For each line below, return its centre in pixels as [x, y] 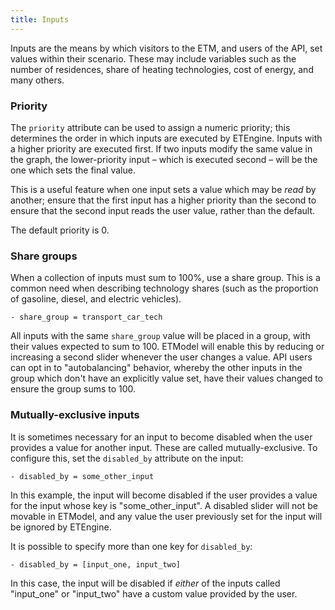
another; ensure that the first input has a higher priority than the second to [163, 200]
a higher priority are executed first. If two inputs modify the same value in [161, 148]
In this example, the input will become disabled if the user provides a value [164, 495]
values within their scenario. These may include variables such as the [153, 58]
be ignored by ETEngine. [61, 527]
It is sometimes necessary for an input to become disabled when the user [161, 437]
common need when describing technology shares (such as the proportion [164, 288]
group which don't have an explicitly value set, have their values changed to [166, 378]
